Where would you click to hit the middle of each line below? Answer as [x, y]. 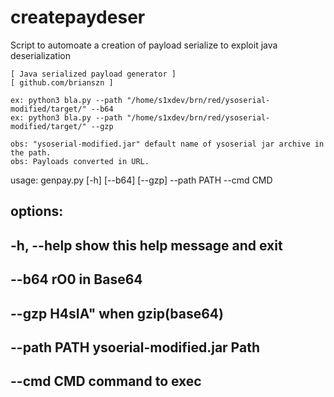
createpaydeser [78, 17]
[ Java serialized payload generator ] [93, 74]
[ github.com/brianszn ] [62, 82]
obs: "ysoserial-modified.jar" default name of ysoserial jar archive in [167, 144]
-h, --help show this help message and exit [146, 245]
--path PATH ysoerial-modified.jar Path [135, 347]
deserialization [40, 55]
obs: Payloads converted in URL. [80, 161]
